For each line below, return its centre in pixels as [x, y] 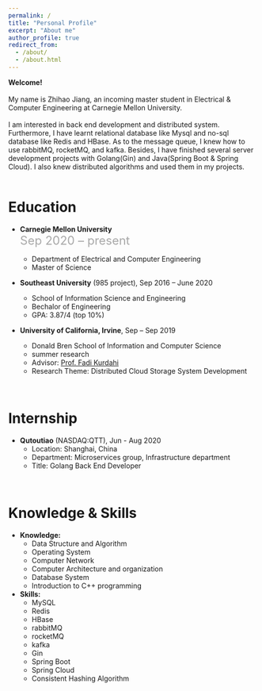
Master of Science [61, 267]
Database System [60, 577]
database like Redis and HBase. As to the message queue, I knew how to [127, 141]
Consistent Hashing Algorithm [80, 678]
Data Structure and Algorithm [79, 543]
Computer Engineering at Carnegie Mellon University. [95, 107]
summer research [60, 354]
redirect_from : [33, 45]
